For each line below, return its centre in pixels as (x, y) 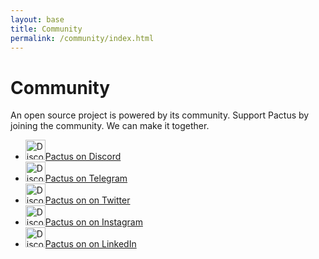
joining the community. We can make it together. (110, 126)
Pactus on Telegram (86, 178)
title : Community (46, 29)
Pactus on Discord (83, 157)
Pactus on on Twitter (87, 200)
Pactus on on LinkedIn (90, 244)
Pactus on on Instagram (93, 222)
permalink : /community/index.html (82, 38)
